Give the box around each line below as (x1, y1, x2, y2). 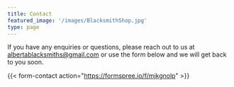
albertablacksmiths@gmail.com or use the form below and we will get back (7, 50, 227, 59)
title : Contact (7, 10, 52, 18)
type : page (7, 23, 40, 30)
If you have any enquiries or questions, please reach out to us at (7, 43, 195, 52)
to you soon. (7, 58, 44, 66)
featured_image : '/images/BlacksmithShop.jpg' (7, 17, 147, 24)
